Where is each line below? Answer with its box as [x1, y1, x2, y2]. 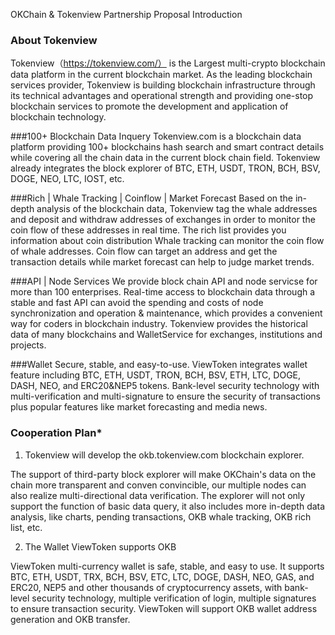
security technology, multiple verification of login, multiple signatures [31, 592, 317, 604]
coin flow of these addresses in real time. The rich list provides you [10, 224, 287, 236]
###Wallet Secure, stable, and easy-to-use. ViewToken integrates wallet [10, 359, 308, 371]
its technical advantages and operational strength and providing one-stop [10, 90, 314, 102]
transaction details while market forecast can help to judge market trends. [10, 256, 315, 268]
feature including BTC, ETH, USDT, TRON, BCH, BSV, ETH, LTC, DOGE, [10, 369, 302, 381]
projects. [10, 339, 47, 351]
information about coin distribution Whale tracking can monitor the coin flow [10, 235, 325, 247]
